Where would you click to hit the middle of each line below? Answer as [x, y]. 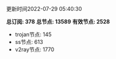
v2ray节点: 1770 [35, 49]
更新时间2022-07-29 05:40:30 [44, 9]
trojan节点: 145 [33, 34]
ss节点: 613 [29, 42]
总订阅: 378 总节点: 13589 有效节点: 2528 [58, 22]
